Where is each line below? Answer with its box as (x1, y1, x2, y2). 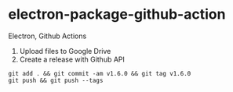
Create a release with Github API (19, 55, 126, 64)
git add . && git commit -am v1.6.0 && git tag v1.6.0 (8, 69, 191, 77)
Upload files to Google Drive (19, 46, 111, 55)
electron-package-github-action (8, 5, 226, 23)
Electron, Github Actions (8, 31, 87, 41)
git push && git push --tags (8, 76, 104, 84)
